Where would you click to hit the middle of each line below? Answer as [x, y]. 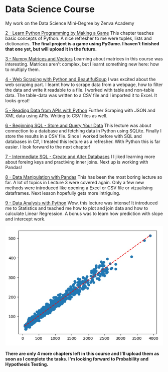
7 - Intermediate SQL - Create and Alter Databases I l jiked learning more [80, 157]
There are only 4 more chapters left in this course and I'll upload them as [82, 353]
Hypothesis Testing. [27, 364]
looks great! [18, 100]
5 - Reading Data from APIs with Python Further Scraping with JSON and [80, 110]
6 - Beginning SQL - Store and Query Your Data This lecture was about [78, 125]
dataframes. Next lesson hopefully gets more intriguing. [63, 193]
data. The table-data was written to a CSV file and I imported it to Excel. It [81, 95]
